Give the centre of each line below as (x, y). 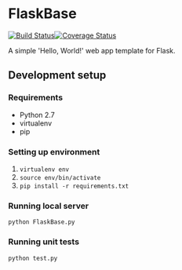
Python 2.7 (37, 115)
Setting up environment (54, 151)
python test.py (33, 258)
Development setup (57, 75)
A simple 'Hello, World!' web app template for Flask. (92, 50)
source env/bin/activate (60, 177)
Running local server (48, 206)
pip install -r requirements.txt (74, 186)
